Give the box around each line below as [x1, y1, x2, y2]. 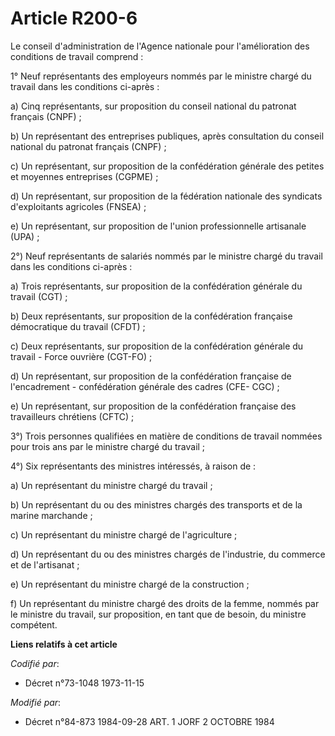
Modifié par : [10, 696, 62, 708]
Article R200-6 [10, 7, 138, 30]
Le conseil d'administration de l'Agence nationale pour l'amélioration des [10, 40, 310, 52]
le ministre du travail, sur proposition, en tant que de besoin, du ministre [10, 608, 307, 620]
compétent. [10, 618, 58, 631]
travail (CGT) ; [10, 290, 68, 302]
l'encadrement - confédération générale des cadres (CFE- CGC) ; [10, 380, 280, 392]
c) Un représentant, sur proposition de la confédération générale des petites [10, 160, 325, 172]
